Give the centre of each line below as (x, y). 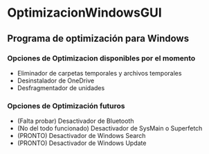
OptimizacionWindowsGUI (85, 13)
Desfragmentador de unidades (61, 87)
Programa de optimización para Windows (98, 38)
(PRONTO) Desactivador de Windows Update (82, 143)
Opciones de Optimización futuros (66, 105)
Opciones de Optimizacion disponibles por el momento (101, 58)
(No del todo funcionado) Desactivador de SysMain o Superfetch (110, 128)
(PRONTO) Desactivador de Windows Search (81, 136)
